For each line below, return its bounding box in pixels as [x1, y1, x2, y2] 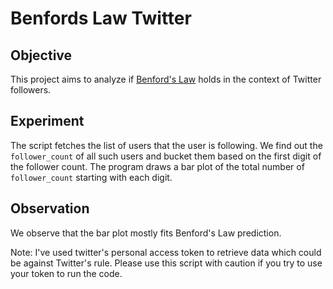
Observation [10, 200, 90, 217]
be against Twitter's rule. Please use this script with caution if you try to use [10, 257, 323, 269]
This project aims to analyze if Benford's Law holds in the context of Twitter [10, 73, 322, 85]
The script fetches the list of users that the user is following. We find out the [10, 139, 323, 151]
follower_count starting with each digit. [10, 171, 173, 183]
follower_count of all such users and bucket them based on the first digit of [10, 150, 322, 162]
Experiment [10, 113, 85, 130]
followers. [10, 84, 52, 96]
